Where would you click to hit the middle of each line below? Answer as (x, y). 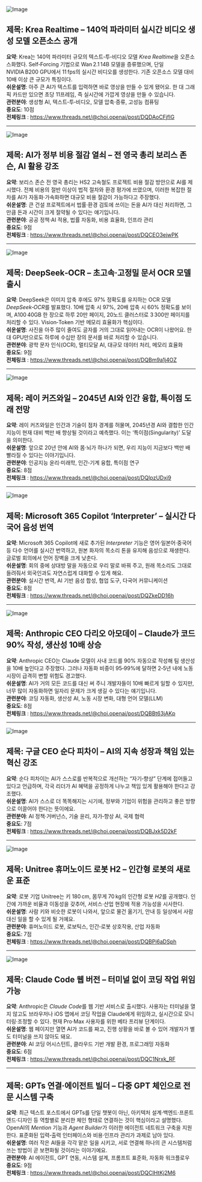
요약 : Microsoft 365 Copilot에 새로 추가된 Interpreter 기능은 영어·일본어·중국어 (99, 543)
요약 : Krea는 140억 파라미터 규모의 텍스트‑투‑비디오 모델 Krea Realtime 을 (93, 57)
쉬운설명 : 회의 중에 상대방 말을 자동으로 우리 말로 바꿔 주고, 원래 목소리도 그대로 (99, 566)
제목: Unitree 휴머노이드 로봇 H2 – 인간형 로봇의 (90, 870)
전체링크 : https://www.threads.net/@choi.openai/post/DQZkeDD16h (90, 596)
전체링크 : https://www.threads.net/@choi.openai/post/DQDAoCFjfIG (90, 117)
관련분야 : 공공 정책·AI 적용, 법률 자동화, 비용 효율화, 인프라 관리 (80, 219)
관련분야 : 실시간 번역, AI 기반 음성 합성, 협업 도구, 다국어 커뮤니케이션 (87, 581)
